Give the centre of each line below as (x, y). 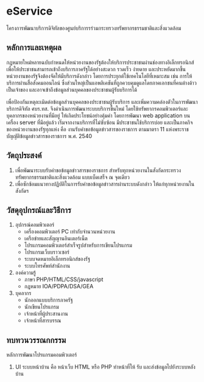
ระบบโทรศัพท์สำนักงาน (47, 266)
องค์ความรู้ (26, 273)
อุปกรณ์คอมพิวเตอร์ (35, 225)
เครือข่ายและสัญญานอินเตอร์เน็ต (56, 238)
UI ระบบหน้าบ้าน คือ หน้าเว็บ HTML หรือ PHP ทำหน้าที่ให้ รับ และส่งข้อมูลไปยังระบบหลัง (105, 367)
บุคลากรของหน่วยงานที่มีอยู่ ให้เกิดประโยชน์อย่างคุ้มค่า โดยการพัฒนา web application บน (98, 115)
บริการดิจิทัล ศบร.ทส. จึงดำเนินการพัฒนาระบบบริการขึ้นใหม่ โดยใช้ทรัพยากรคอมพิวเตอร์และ (97, 108)
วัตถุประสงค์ (24, 155)
